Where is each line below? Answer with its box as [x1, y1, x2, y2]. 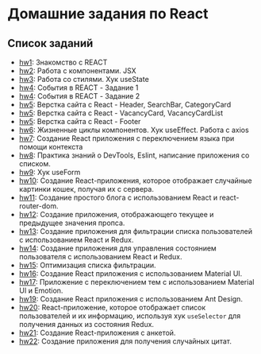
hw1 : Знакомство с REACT [18, 57, 108, 67]
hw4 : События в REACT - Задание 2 [18, 91, 140, 100]
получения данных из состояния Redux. [18, 320, 155, 329]
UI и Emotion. [18, 286, 63, 295]
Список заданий [7, 37, 94, 50]
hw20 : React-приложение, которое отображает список [18, 303, 206, 312]
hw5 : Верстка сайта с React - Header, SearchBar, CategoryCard [18, 100, 232, 109]
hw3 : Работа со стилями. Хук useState [18, 75, 150, 84]
